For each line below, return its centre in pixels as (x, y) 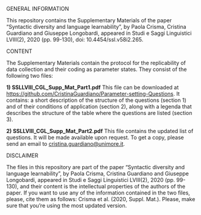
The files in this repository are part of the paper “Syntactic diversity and (96, 167)
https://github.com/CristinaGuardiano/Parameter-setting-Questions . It (93, 94)
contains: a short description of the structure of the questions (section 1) (96, 100)
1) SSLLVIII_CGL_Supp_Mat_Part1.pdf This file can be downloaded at (93, 87)
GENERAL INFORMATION (38, 9)
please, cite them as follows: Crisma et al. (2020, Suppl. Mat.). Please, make (101, 199)
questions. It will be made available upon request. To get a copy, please (95, 137)
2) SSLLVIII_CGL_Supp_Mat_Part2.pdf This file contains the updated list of (100, 131)
